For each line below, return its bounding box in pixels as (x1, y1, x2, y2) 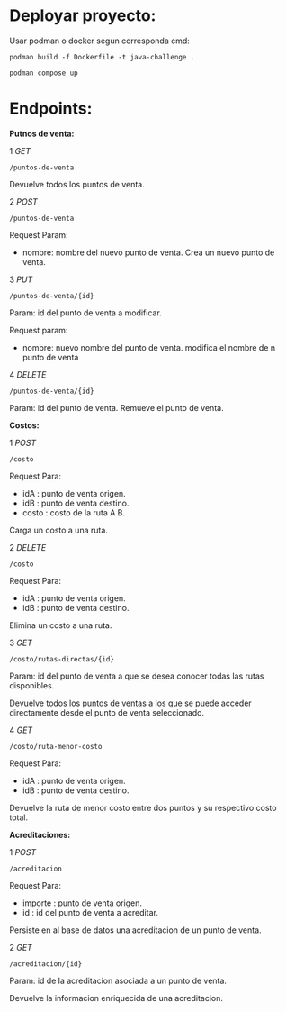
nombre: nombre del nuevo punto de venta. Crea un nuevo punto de (22, 247, 275, 258)
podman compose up (9, 68, 78, 77)
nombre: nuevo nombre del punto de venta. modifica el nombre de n (22, 342, 276, 352)
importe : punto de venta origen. (22, 898, 142, 908)
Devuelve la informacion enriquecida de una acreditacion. (9, 992, 223, 1003)
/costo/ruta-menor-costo (9, 742, 103, 751)
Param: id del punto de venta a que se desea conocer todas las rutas (9, 670, 264, 681)
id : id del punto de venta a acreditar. (22, 907, 159, 917)
